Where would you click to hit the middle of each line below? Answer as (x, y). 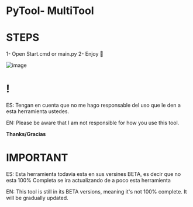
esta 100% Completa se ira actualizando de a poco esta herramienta (89, 180)
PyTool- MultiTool (50, 11)
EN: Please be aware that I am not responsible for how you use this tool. (93, 123)
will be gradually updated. (37, 198)
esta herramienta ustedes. (38, 111)
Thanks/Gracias (26, 134)
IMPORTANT (37, 158)
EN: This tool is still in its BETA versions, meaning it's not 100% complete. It (96, 191)
